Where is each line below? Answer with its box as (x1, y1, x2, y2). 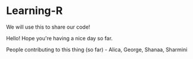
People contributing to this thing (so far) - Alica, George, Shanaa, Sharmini (6, 46, 188, 53)
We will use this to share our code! (6, 23, 91, 30)
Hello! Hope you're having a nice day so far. (6, 34, 113, 41)
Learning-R (6, 4, 63, 18)
